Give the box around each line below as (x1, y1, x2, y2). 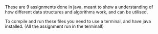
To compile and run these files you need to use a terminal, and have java (5, 19, 151, 24)
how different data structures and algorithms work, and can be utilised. (5, 9, 148, 15)
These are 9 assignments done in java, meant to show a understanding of (5, 4, 153, 10)
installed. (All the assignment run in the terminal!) (5, 23, 104, 29)
